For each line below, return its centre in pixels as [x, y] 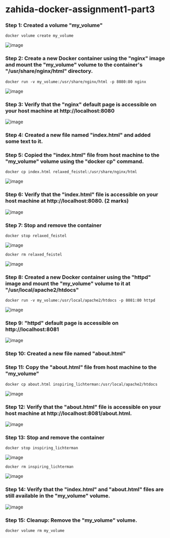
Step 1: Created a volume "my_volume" [54, 25]
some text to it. [24, 141]
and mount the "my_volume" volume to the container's [74, 65]
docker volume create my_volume [39, 36]
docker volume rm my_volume [35, 530]
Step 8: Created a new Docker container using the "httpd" [78, 277]
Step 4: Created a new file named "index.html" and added [78, 135]
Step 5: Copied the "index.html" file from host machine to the [82, 155]
